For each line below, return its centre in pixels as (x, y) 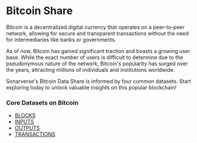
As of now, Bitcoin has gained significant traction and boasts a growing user (98, 51)
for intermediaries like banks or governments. (61, 39)
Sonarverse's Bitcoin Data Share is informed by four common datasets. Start (98, 81)
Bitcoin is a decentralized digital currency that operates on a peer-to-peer (96, 27)
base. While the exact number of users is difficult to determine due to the (95, 57)
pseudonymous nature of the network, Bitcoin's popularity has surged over (97, 64)
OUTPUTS (27, 128)
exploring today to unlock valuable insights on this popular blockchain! (91, 87)
